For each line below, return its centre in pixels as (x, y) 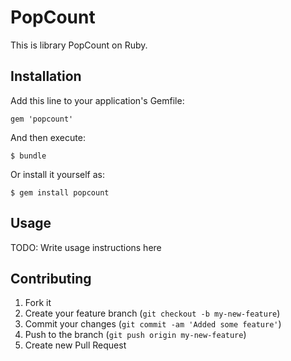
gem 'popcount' (42, 119)
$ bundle (28, 156)
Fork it (38, 303)
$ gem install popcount (60, 192)
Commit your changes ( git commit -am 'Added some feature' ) (153, 324)
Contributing (51, 278)
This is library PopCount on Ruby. (79, 45)
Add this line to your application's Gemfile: (97, 100)
